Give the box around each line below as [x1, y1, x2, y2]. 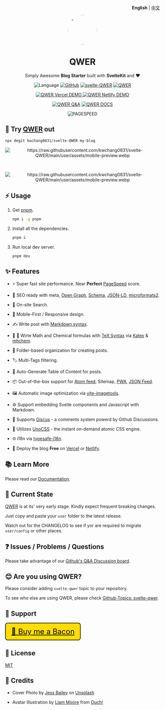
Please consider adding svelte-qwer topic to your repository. [5, 586, 128, 592]
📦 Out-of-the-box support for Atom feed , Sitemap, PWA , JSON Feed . [12, 378, 153, 384]
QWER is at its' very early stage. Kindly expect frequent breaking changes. [5, 503, 156, 509]
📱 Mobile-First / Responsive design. [12, 311, 85, 317]
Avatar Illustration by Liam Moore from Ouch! [12, 699, 103, 705]
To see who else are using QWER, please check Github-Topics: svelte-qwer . [5, 595, 159, 601]
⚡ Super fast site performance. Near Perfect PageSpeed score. [12, 281, 141, 287]
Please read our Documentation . [5, 476, 71, 482]
